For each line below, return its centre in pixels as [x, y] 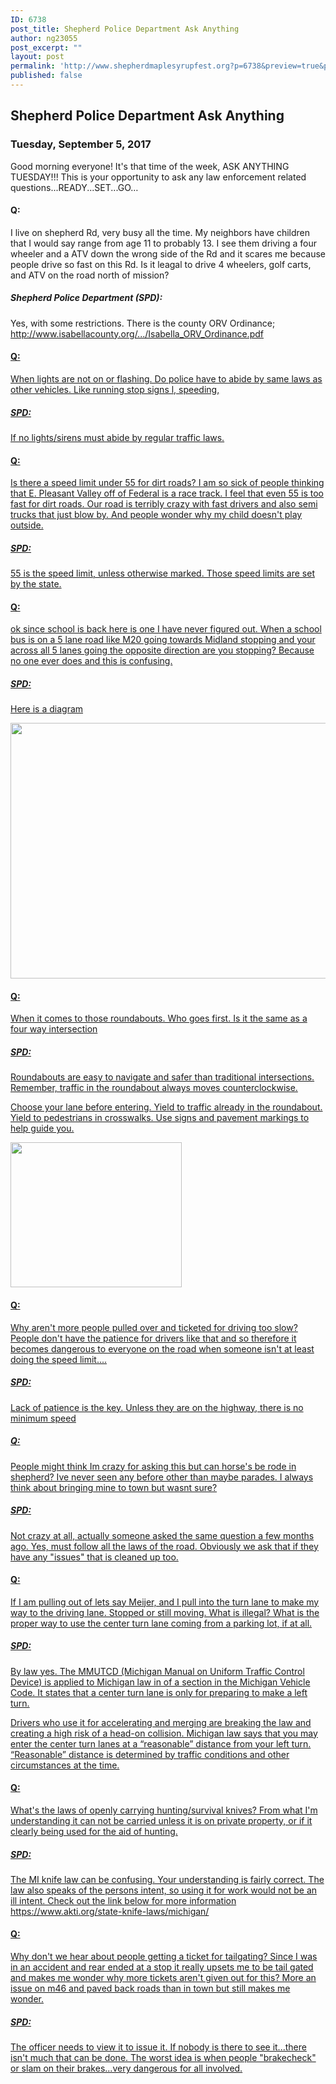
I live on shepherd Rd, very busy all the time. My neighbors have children [160, 232]
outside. [27, 525]
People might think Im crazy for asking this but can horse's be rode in [153, 1466]
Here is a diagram [47, 709]
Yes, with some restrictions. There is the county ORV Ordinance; [143, 323]
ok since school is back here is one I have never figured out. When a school [166, 629]
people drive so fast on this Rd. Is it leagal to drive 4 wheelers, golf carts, [161, 264]
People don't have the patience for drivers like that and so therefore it [153, 1338]
